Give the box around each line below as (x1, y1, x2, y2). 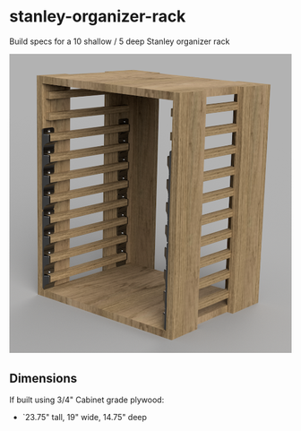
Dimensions (9, 370, 78, 386)
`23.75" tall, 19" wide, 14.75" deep (21, 412, 148, 422)
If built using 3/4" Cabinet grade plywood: (9, 394, 165, 405)
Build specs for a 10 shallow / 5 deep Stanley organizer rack (9, 36, 230, 47)
